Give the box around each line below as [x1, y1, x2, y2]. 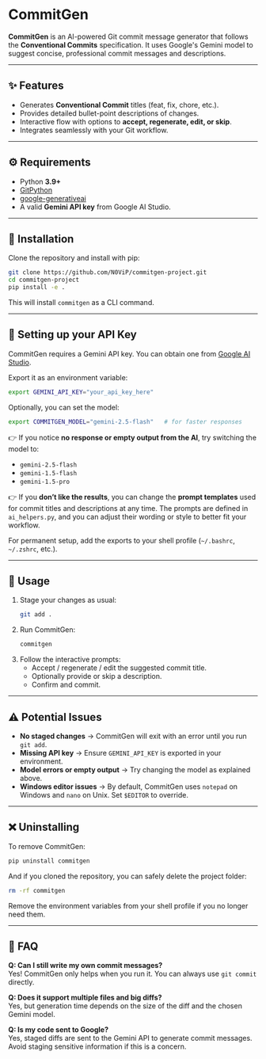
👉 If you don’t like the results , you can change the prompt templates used [8, 492, 256, 501]
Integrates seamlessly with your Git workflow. [19, 125, 169, 135]
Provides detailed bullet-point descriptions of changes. [19, 109, 199, 118]
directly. [8, 977, 35, 987]
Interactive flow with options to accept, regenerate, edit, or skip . [19, 116, 232, 126]
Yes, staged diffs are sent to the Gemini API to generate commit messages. [8, 1034, 253, 1043]
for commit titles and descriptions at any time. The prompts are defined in [8, 503, 249, 512]
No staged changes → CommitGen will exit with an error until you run [19, 731, 247, 741]
